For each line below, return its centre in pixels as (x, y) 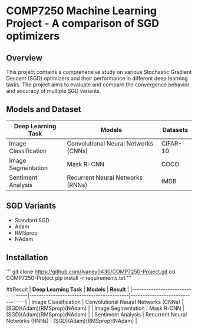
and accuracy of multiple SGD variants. (54, 91)
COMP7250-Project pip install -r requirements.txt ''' (69, 278)
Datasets (175, 130)
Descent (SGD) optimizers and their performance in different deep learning (97, 78)
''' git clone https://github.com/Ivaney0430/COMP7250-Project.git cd (91, 272)
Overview (24, 58)
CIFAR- (172, 143)
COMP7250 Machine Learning (82, 11)
